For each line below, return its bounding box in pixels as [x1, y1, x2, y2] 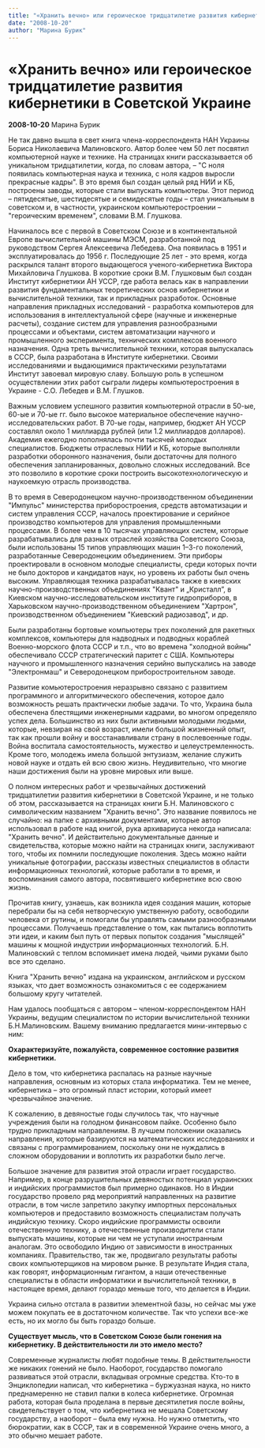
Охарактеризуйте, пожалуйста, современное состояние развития [8, 1045, 239, 1054]
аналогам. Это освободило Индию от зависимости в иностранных [8, 1242, 233, 1252]
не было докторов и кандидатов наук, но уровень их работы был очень [8, 568, 250, 577]
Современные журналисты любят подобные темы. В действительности [8, 1355, 251, 1365]
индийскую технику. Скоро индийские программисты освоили [8, 1217, 221, 1227]
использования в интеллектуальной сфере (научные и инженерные [8, 310, 237, 320]
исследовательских [8, 418, 75, 428]
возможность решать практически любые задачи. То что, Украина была [8, 699, 253, 709]
